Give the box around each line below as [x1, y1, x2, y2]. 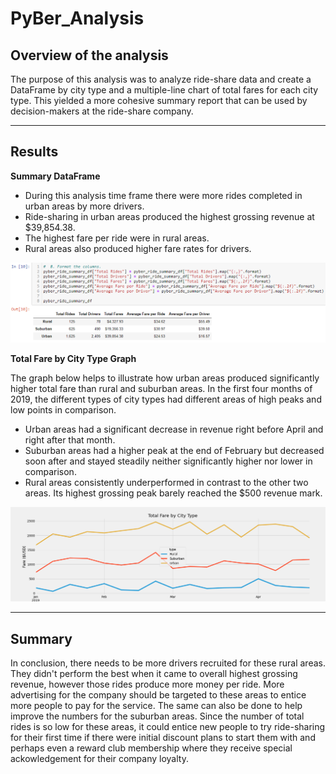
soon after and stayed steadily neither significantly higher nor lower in [24, 455, 313, 467]
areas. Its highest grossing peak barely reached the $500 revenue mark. [24, 487, 323, 499]
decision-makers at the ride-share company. [10, 105, 194, 117]
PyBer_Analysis [10, 7, 145, 30]
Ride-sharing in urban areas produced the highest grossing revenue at [24, 210, 315, 222]
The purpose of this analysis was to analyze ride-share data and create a [10, 73, 312, 85]
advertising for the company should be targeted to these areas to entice [10, 689, 307, 701]
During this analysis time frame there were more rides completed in [24, 189, 303, 201]
